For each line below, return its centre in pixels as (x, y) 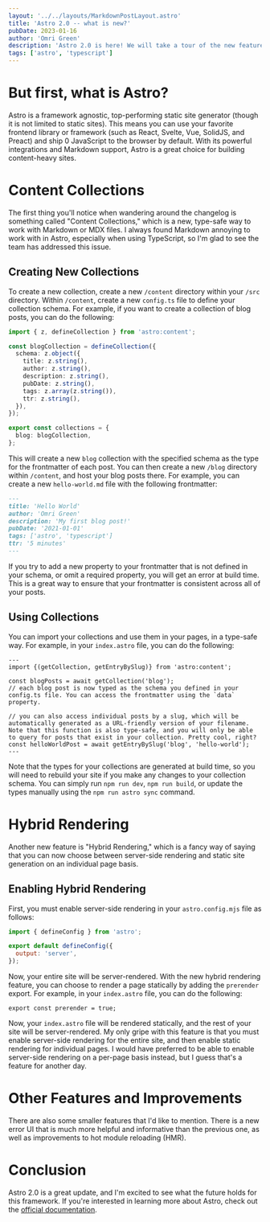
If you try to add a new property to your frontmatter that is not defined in (128, 566)
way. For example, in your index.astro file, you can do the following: (121, 645)
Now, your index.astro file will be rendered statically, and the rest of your (130, 1023)
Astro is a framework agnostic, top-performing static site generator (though (133, 115)
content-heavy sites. (43, 158)
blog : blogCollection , (53, 436)
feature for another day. (47, 1066)
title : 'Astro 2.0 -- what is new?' (70, 23)
